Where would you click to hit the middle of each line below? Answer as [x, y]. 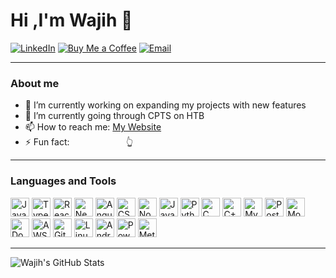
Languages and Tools [63, 181]
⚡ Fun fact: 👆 [79, 142]
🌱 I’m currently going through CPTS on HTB [114, 116]
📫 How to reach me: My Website [93, 127]
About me [35, 83]
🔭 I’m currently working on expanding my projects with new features [165, 105]
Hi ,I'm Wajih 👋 [71, 20]
